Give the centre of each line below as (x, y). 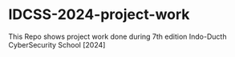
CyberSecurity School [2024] (57, 44)
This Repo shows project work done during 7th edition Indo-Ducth (118, 36)
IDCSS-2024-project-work (99, 15)
